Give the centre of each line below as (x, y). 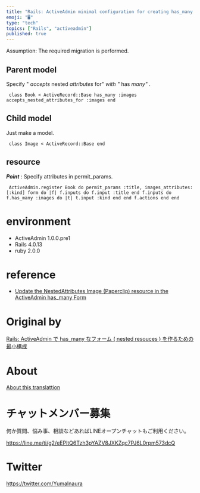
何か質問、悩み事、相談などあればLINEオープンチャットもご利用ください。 (98, 431)
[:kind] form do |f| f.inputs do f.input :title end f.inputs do (89, 192)
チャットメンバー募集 (58, 413)
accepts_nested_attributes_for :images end (61, 100)
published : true (26, 34)
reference (31, 275)
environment (39, 221)
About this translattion (33, 387)
